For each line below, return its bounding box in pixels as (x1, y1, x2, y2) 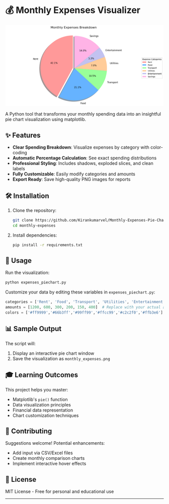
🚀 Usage (5, 256, 32, 265)
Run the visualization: (5, 270, 50, 276)
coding (12, 150, 28, 156)
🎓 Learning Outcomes (5, 371, 78, 379)
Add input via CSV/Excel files (12, 450, 73, 456)
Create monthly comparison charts (12, 455, 85, 461)
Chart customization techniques (12, 412, 79, 418)
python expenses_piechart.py (5, 280, 66, 285)
